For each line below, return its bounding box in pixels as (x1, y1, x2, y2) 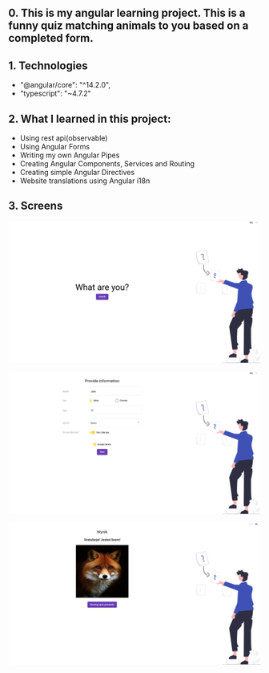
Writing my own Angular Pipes (19, 150, 120, 160)
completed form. (8, 31, 94, 45)
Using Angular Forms (19, 142, 90, 152)
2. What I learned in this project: (8, 112, 171, 125)
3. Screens (8, 199, 63, 213)
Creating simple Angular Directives (19, 168, 135, 177)
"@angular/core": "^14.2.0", (19, 80, 110, 90)
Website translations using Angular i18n (19, 176, 151, 186)
